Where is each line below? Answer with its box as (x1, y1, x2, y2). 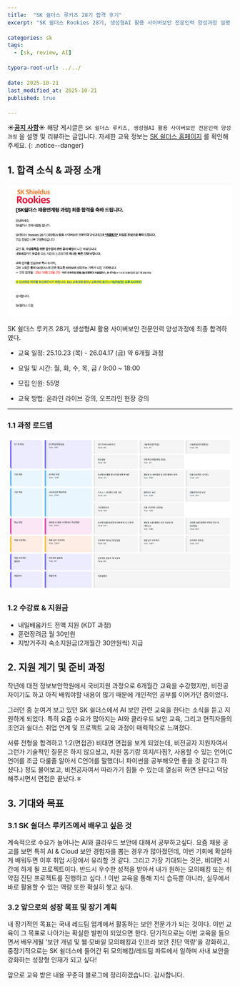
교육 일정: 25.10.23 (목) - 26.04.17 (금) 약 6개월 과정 (17, 348, 164, 357)
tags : (7, 41, 24, 49)
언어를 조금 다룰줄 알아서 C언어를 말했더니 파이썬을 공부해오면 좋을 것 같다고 (7, 757, 220, 765)
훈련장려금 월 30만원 (17, 629, 76, 638)
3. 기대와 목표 (7, 797, 64, 810)
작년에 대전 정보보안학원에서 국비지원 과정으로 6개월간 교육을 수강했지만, (7, 682, 210, 690)
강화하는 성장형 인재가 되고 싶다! (7, 955, 98, 964)
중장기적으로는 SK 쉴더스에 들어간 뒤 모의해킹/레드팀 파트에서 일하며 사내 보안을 (7, 947, 230, 955)
